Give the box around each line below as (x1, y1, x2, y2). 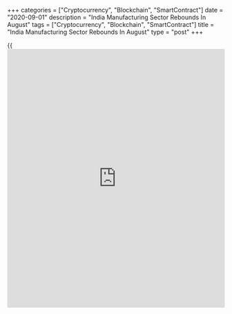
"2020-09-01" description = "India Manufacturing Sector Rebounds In (7, 13, 206, 21)
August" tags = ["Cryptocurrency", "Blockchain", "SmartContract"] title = (7, 21, 215, 28)
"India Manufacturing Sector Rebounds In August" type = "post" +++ (7, 28, 204, 36)
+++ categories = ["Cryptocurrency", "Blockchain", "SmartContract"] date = (7, 6, 224, 14)
